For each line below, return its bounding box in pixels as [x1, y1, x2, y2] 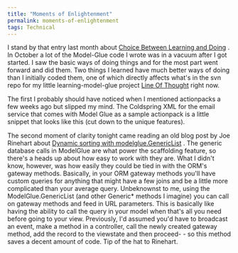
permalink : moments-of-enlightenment [7, 17, 119, 24]
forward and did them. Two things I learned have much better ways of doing [7, 66, 230, 75]
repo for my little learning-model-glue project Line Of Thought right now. [7, 81, 220, 90]
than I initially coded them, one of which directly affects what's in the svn [7, 73, 222, 82]
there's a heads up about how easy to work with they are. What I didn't [7, 154, 215, 162]
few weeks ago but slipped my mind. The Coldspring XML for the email [7, 103, 215, 111]
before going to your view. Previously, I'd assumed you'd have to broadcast [7, 215, 228, 223]
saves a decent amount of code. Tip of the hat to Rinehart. [7, 237, 178, 246]
